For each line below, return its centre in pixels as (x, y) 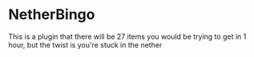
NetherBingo (52, 15)
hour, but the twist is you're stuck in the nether (85, 44)
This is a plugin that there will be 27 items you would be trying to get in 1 (127, 36)
